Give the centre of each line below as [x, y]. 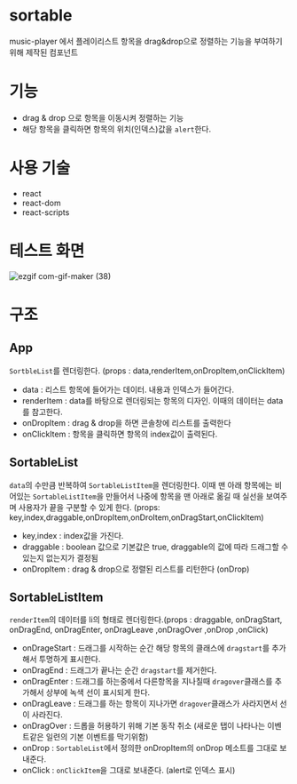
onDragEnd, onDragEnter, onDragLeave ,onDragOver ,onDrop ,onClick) [139, 630]
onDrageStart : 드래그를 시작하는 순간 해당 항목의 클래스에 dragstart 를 [146, 648]
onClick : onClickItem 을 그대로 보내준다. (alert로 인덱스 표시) [129, 771]
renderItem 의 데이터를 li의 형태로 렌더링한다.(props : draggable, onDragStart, [146, 620]
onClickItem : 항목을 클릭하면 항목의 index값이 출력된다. [120, 434]
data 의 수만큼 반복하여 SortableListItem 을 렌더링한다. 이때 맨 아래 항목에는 [141, 484]
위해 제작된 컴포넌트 [43, 52]
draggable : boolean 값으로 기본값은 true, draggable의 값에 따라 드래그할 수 [155, 547]
